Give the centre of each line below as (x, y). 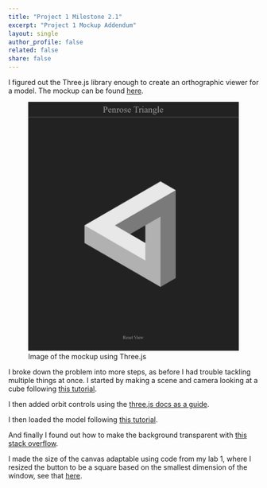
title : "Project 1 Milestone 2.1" (66, 17)
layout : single (33, 33)
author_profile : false (46, 42)
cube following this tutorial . (53, 389)
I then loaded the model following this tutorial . (83, 419)
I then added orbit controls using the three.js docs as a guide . (109, 404)
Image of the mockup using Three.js (87, 356)
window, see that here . (45, 475)
